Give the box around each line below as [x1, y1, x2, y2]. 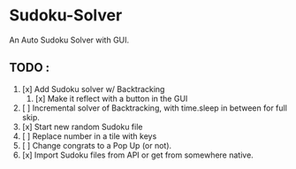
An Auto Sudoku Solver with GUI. [9, 35, 130, 45]
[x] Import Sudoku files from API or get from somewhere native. [21, 150, 254, 160]
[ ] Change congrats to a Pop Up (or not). [21, 140, 172, 150]
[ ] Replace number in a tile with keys [21, 130, 157, 142]
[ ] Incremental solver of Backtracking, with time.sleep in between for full [21, 103, 287, 113]
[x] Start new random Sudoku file [21, 121, 143, 132]
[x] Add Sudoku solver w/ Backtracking [21, 83, 165, 94]
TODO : [9, 60, 50, 75]
